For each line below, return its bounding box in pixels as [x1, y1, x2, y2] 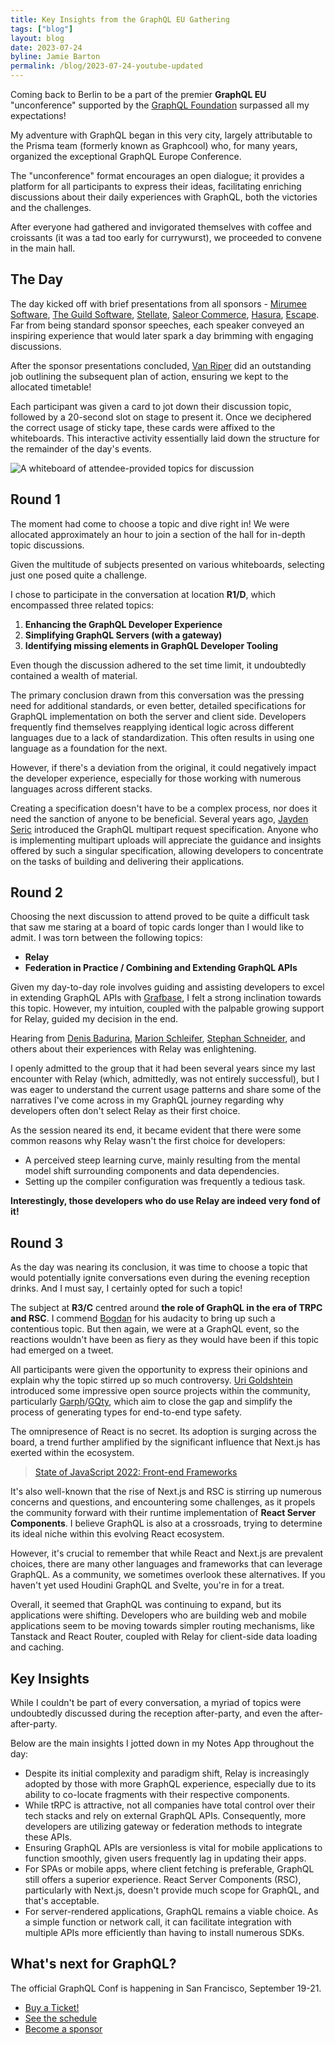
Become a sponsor [24, 2022, 103, 2035]
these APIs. [24, 1831, 73, 1843]
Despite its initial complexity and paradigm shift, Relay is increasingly [24, 1767, 310, 1780]
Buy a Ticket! [24, 2001, 80, 2013]
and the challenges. [10, 202, 92, 213]
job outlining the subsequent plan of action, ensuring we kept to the [10, 370, 289, 382]
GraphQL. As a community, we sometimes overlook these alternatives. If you [10, 1569, 326, 1581]
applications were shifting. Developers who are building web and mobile [10, 1609, 307, 1621]
